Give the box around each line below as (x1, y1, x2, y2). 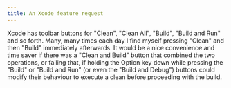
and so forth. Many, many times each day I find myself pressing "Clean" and (7, 36, 225, 45)
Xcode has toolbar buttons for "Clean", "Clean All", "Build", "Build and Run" (7, 29, 221, 37)
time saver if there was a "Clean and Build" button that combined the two (7, 51, 216, 59)
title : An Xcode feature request (7, 10, 104, 17)
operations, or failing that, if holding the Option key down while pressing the (7, 58, 223, 66)
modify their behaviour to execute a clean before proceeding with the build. (7, 73, 223, 81)
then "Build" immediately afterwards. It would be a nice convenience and (7, 43, 215, 52)
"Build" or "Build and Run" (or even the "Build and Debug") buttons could (7, 65, 216, 74)
